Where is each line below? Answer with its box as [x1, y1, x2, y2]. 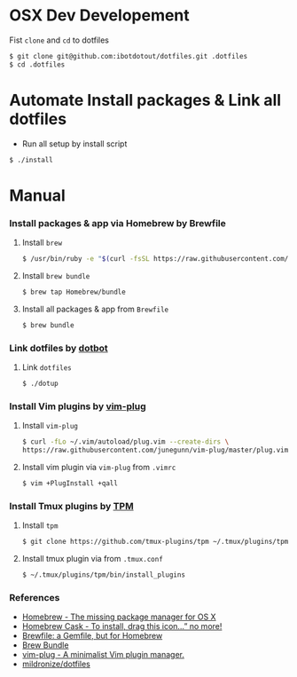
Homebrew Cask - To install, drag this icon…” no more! [21, 621, 223, 632]
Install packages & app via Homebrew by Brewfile [9, 216, 226, 229]
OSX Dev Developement [9, 5, 191, 26]
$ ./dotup [21, 379, 59, 388]
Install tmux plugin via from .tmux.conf [21, 553, 164, 563]
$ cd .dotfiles [9, 59, 66, 69]
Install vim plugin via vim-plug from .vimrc [21, 461, 176, 472]
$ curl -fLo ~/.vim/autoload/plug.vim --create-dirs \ [21, 437, 230, 446]
